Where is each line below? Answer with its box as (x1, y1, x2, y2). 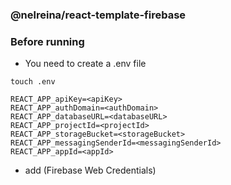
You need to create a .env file (24, 58, 147, 70)
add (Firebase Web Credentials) (24, 164, 157, 177)
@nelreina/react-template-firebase (10, 8, 187, 22)
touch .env (10, 77, 56, 87)
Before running (10, 34, 85, 48)
